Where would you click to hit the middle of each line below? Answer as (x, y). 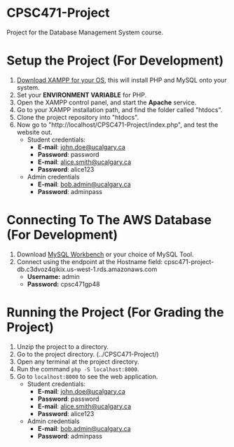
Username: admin (53, 276)
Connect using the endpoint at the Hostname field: (89, 261)
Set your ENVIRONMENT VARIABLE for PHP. (82, 95)
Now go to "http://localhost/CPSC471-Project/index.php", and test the (117, 125)
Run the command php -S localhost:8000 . (78, 369)
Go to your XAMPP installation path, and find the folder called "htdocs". (119, 109)
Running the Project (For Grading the (115, 312)
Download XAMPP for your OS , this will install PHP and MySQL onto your (122, 80)
